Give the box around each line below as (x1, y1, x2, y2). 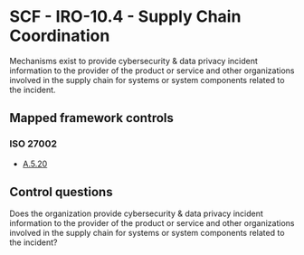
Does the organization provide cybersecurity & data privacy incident (9, 208, 264, 219)
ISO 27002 (9, 137, 57, 150)
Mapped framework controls (9, 110, 175, 126)
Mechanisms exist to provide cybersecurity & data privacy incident (9, 55, 258, 66)
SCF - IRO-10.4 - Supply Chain (9, 6, 242, 27)
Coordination (9, 25, 110, 46)
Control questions (9, 184, 113, 200)
